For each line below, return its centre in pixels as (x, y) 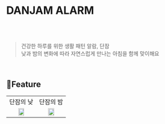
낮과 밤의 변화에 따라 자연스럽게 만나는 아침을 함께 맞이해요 (90, 53)
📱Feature (23, 85)
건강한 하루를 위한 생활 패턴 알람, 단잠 (65, 46)
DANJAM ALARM (50, 11)
